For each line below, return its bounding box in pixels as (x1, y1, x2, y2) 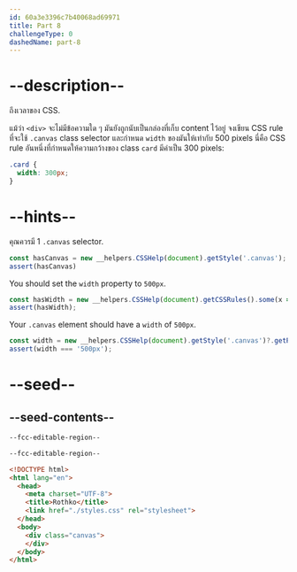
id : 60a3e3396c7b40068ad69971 (9, 12, 121, 22)
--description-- (9, 76, 126, 96)
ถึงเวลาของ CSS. (9, 105, 61, 116)
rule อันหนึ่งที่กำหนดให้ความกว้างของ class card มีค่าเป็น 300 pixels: (9, 143, 225, 153)
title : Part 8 (9, 21, 62, 30)
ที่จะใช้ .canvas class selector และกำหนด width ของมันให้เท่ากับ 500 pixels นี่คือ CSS (9, 133, 286, 143)
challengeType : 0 (9, 29, 73, 38)
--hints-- (9, 207, 77, 227)
